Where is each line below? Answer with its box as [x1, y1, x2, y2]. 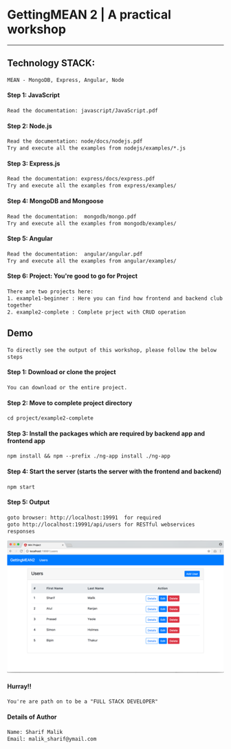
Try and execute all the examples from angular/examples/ [7, 257, 177, 265]
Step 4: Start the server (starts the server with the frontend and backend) [7, 467, 222, 475]
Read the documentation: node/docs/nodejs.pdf [7, 138, 143, 145]
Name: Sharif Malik [7, 729, 63, 736]
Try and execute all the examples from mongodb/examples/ [7, 220, 177, 227]
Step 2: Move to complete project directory [7, 398, 133, 407]
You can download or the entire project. [7, 384, 128, 391]
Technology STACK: [7, 57, 95, 69]
